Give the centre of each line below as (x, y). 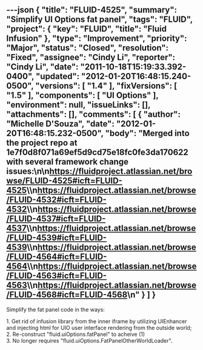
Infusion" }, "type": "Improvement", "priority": (97, 39)
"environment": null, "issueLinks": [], (78, 105)
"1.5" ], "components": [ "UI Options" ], (82, 96)
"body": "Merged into (147, 133)
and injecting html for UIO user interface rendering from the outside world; (99, 328)
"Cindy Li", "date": (42, 67)
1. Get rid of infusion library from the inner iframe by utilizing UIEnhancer (97, 321)
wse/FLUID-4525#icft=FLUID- (64, 181)
